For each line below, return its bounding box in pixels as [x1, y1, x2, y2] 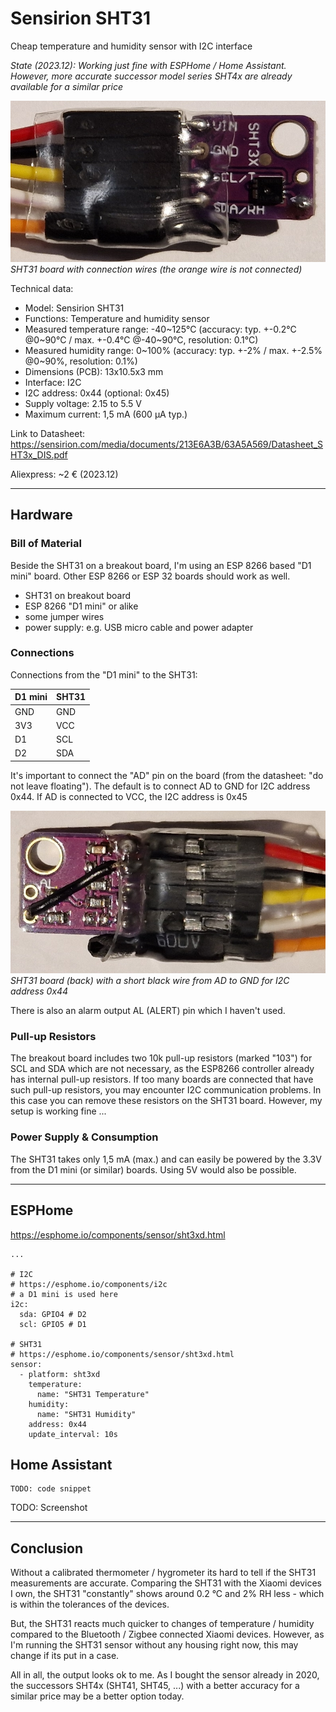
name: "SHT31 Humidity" [36, 1409, 137, 1419]
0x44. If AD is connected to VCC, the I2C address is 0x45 [10, 790, 248, 802]
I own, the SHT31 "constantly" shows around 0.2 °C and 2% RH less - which [10, 1588, 325, 1600]
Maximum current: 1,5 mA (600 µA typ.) [24, 408, 188, 420]
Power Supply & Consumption [10, 1130, 159, 1144]
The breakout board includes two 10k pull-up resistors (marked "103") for [10, 1052, 313, 1064]
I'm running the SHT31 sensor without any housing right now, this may [10, 1639, 299, 1651]
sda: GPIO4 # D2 [19, 1309, 87, 1319]
